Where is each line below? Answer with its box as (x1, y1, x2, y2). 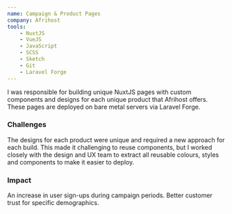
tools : (7, 23, 26, 30)
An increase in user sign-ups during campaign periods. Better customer (7, 191, 213, 199)
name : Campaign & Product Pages (7, 10, 101, 17)
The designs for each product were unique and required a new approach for (7, 135, 225, 144)
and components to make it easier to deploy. (7, 158, 135, 166)
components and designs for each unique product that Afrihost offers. (7, 95, 208, 103)
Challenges (7, 120, 47, 130)
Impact (7, 175, 32, 185)
